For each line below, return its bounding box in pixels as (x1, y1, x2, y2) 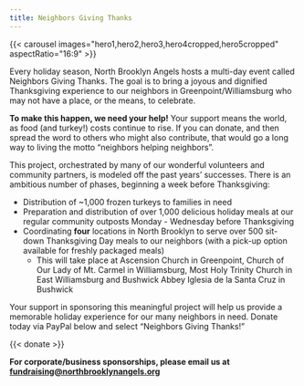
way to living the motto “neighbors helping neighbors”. (9, 141, 215, 152)
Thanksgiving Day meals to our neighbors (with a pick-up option (46, 235, 288, 246)
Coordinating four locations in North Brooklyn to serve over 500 (22, 225, 264, 236)
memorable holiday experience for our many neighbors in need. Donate (9, 311, 278, 322)
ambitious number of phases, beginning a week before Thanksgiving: (9, 179, 271, 190)
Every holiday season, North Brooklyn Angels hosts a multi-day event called (9, 66, 295, 77)
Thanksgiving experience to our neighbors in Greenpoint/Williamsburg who (9, 85, 292, 96)
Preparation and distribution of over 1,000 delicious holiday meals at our (22, 206, 294, 217)
